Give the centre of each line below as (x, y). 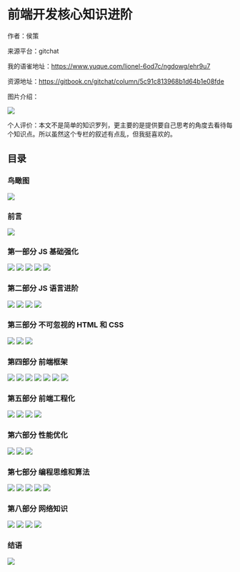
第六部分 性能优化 (37, 435)
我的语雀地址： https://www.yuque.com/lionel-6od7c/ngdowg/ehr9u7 (109, 66)
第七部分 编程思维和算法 (49, 472)
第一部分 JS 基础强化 (43, 251)
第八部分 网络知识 (37, 508)
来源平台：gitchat (33, 51)
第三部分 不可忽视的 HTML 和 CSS (66, 325)
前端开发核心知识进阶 (70, 15)
